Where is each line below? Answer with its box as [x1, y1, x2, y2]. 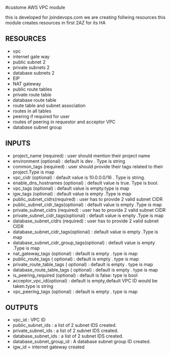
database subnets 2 [12, 70, 55, 76]
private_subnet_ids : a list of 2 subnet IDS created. [12, 327, 119, 334]
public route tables [12, 86, 53, 92]
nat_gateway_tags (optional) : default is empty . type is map [12, 250, 138, 256]
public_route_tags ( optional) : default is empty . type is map [12, 256, 139, 262]
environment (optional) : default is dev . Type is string [12, 158, 125, 164]
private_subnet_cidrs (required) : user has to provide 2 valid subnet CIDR [12, 207, 166, 213]
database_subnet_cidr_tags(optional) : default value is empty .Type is [12, 229, 158, 235]
